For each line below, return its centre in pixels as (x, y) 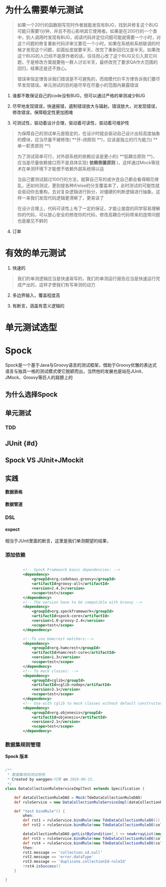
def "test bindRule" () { (40, 811)
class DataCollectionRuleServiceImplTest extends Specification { (75, 789)
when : (29, 816)
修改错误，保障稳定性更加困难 (42, 112)
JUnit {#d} (22, 444)
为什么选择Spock (31, 395)
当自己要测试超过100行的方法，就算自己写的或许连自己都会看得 (82, 179)
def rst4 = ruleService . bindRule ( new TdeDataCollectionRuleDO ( (89, 843)
